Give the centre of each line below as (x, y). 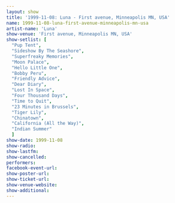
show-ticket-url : (28, 180)
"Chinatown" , (28, 118)
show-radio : (21, 146)
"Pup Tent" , (27, 46)
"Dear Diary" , (29, 85)
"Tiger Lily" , (29, 112)
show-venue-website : (32, 185)
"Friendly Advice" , (36, 79)
